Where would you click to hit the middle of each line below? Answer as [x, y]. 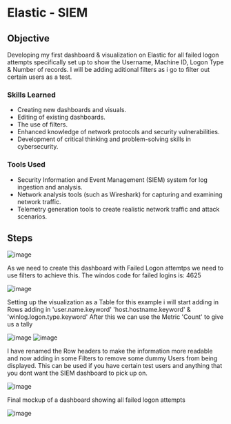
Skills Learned [32, 95]
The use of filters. [42, 125]
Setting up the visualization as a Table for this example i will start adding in [113, 302]
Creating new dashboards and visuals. [71, 110]
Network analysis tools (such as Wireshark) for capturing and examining [120, 194]
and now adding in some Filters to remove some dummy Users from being [112, 358]
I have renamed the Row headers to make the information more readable [110, 351]
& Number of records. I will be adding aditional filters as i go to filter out [109, 70]
